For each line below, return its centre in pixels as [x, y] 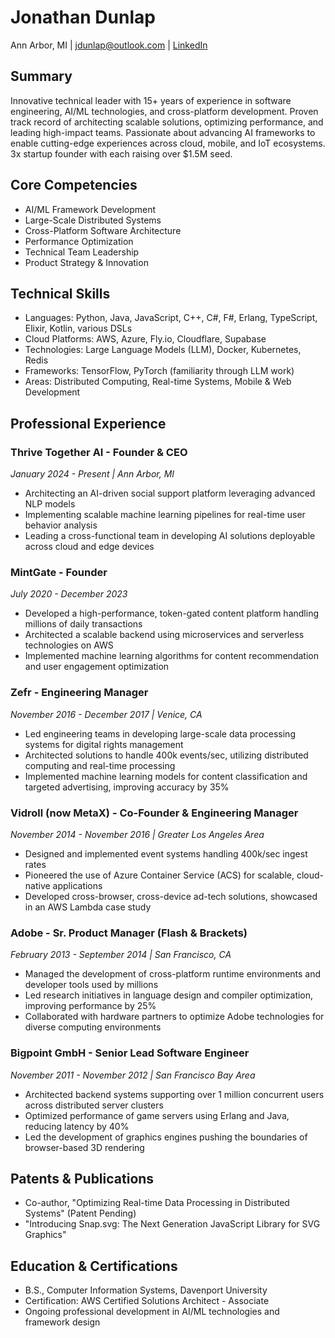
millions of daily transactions [83, 624]
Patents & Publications [82, 1178]
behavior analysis [61, 525]
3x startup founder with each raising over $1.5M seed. [121, 153]
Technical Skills [60, 293]
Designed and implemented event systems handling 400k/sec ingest [166, 853]
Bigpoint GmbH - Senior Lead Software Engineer [130, 1053]
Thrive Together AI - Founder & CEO [99, 452]
